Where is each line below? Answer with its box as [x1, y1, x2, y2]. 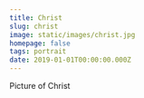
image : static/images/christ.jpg [9, 30, 136, 39]
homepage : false [9, 38, 71, 48]
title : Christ [9, 13, 63, 23]
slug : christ [9, 22, 59, 31]
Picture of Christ [9, 81, 71, 91]
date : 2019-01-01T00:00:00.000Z [9, 55, 131, 64]
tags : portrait [9, 47, 67, 56]
